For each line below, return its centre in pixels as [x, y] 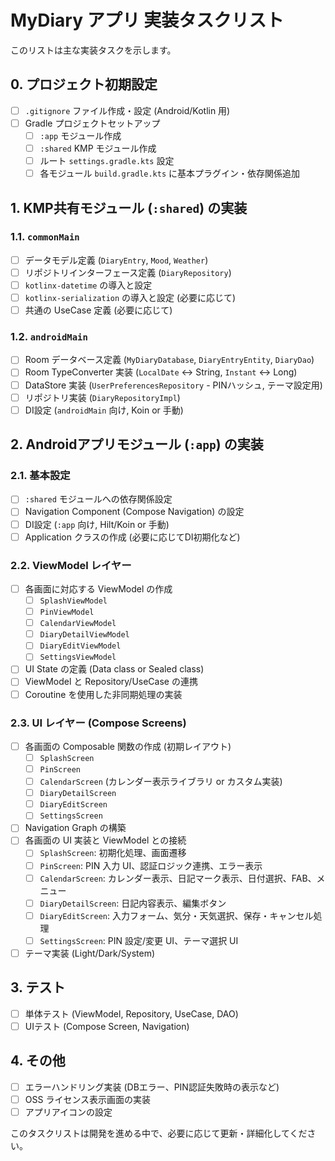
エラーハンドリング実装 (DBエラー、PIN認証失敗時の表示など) [152, 1087]
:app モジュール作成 [80, 135]
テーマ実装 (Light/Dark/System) [90, 953]
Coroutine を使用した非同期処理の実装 [103, 694]
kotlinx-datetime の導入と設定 [88, 285]
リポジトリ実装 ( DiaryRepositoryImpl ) [102, 397]
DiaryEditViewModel [80, 646]
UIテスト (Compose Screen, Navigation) [107, 1026]
